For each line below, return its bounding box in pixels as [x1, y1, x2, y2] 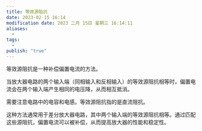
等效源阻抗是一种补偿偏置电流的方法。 [6, 65, 101, 72]
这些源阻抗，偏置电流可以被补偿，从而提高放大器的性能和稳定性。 [6, 118, 170, 126]
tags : [6, 37, 20, 43]
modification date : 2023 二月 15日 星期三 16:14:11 [6, 20, 133, 26]
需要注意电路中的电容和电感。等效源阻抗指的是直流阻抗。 [6, 98, 148, 105]
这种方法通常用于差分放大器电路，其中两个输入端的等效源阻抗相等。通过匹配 [6, 111, 196, 118]
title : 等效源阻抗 [6, 8, 48, 15]
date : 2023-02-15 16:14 [6, 14, 66, 20]
